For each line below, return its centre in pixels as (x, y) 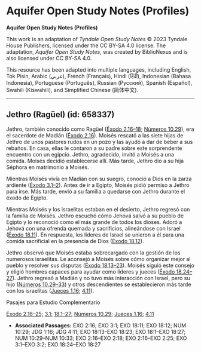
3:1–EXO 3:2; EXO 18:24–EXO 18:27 (58, 344)
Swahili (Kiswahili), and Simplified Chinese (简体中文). (72, 90)
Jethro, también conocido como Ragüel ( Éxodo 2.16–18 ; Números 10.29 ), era (100, 129)
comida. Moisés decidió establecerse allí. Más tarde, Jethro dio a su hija (95, 161)
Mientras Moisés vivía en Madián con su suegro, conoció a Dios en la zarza (99, 179)
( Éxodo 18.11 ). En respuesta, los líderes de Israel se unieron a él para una (95, 235)
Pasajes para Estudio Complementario (53, 302)
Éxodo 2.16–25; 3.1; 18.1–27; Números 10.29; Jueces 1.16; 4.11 (80, 314)
